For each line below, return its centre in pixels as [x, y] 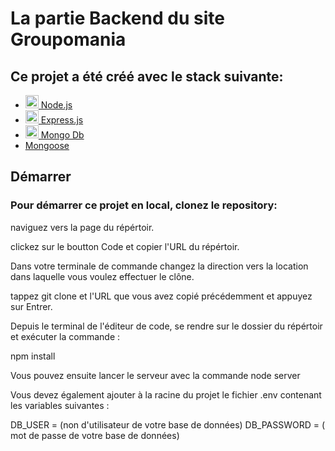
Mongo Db [62, 135]
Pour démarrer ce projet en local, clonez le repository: [144, 205]
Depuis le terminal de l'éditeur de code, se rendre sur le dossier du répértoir [166, 326]
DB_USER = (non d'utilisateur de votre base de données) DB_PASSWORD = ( [168, 424]
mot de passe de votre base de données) [95, 435]
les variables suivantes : [60, 405]
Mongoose [47, 145]
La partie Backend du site [117, 18]
